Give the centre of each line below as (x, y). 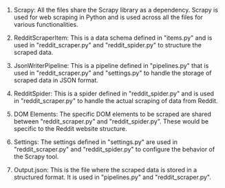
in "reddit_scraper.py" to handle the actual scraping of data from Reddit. (116, 101)
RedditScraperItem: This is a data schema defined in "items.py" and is (113, 38)
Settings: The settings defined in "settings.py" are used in (95, 142)
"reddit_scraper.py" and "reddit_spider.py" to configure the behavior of (114, 149)
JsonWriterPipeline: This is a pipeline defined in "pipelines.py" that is (111, 66)
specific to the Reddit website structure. (70, 129)
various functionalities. (46, 24)
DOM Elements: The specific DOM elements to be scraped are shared (112, 114)
